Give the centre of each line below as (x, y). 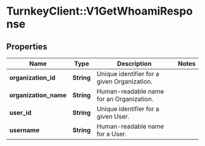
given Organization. (124, 82)
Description (134, 64)
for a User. (112, 134)
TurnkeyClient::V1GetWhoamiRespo (100, 11)
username (24, 130)
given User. (113, 116)
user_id (20, 113)
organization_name (38, 95)
